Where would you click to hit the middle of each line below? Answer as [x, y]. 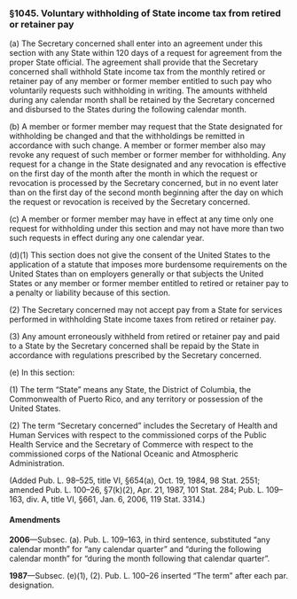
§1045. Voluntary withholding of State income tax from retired [145, 13]
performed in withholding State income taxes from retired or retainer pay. [143, 319]
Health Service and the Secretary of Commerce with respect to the [131, 445]
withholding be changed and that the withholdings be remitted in [127, 136]
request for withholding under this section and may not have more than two [147, 229]
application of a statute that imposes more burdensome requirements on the [148, 265]
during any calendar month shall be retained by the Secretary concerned [142, 100]
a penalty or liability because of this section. [90, 293]
